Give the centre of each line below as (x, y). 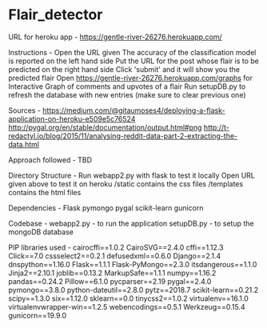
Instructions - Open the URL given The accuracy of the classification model (132, 52)
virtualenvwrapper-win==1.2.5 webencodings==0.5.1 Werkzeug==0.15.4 (127, 306)
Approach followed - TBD (50, 160)
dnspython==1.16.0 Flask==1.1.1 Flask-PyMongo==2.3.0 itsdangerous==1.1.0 (133, 264)
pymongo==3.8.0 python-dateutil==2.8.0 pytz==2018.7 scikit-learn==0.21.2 (133, 290)
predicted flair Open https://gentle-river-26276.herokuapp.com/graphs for (131, 78)
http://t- (216, 127)
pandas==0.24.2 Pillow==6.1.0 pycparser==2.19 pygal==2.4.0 (110, 281)
